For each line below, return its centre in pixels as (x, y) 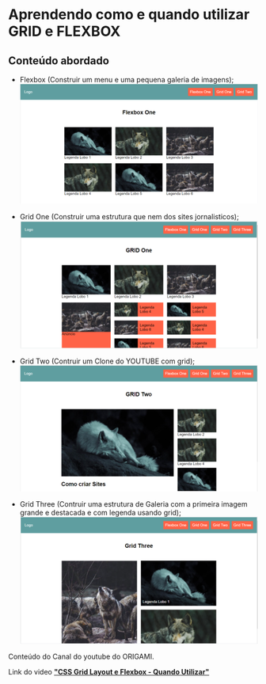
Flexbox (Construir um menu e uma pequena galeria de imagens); (127, 80)
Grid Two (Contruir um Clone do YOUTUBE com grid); (107, 361)
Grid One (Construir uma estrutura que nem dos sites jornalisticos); (129, 217)
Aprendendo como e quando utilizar (129, 15)
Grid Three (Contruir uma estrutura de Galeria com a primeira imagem (133, 504)
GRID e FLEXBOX (65, 31)
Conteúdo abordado (59, 61)
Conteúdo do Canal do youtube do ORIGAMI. (81, 657)
